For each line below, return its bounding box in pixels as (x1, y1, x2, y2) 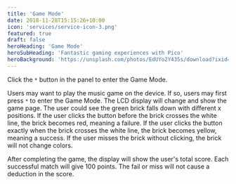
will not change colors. (7, 141, 73, 150)
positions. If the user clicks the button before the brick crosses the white (7, 111, 218, 119)
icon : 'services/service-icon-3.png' (7, 23, 118, 30)
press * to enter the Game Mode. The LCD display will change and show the (7, 96, 227, 105)
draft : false (7, 37, 46, 44)
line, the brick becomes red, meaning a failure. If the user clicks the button (7, 119, 223, 127)
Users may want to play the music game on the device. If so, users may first (7, 88, 227, 97)
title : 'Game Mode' (7, 10, 65, 18)
